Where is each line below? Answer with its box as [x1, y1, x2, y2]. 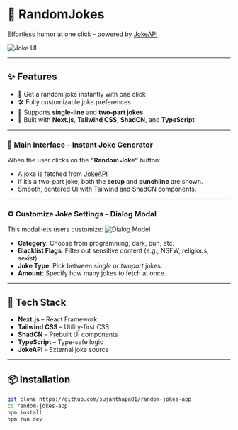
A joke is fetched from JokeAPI [17, 170, 108, 178]
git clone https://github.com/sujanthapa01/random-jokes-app [7, 395, 192, 403]
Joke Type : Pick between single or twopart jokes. [17, 262, 163, 270]
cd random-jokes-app [7, 402, 69, 409]
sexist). [17, 254, 40, 263]
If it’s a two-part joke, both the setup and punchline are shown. [17, 177, 203, 186]
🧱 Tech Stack [7, 296, 67, 308]
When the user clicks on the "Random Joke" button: [7, 156, 161, 165]
